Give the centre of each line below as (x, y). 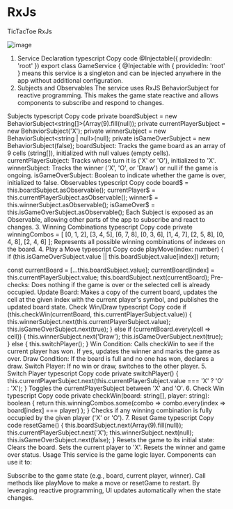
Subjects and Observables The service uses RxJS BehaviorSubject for (118, 88)
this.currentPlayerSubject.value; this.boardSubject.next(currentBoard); (109, 277)
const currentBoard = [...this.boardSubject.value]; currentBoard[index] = (111, 270)
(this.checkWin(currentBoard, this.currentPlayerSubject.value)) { (100, 314)
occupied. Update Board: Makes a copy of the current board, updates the (112, 292)
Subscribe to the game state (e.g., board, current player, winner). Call (107, 475)
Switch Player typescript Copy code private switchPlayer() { (93, 373)
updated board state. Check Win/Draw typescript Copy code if (97, 307)
